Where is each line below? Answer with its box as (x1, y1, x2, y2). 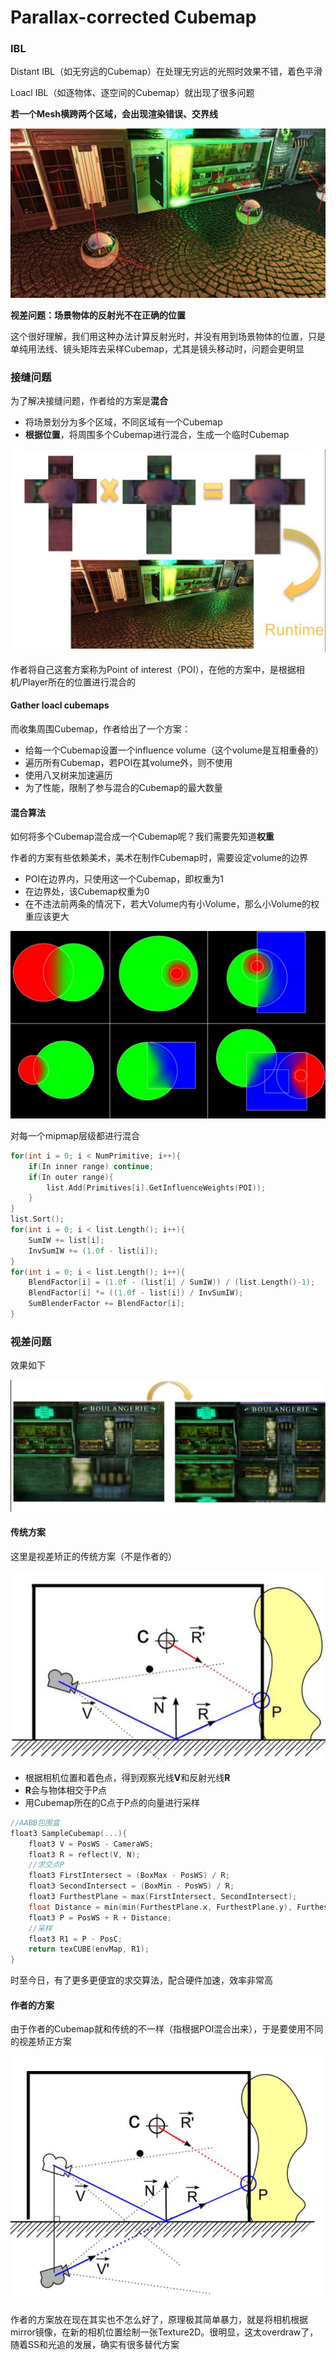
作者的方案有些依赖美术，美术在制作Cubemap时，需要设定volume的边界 (10, 852, 309, 864)
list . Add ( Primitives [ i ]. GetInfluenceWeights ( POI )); (46, 1182, 267, 1193)
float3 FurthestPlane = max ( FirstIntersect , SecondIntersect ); (28, 1892, 298, 1902)
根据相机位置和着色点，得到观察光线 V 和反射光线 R (24, 1771, 231, 1783)
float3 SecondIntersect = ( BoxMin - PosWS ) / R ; (28, 1881, 235, 1891)
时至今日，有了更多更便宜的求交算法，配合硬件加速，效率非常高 (10, 1974, 273, 1986)
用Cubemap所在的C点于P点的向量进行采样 (24, 1796, 200, 1808)
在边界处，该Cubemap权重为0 (24, 886, 150, 898)
